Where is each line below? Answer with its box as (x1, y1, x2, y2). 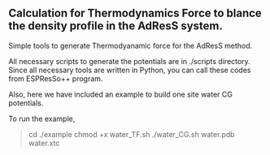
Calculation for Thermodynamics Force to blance (8, 6, 262, 20)
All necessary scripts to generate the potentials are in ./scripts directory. (8, 56, 250, 66)
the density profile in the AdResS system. (8, 19, 224, 33)
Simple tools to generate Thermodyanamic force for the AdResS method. (8, 41, 253, 50)
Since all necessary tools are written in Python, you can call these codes (8, 65, 251, 75)
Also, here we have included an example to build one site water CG (8, 89, 233, 99)
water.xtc (28, 138, 60, 148)
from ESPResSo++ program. (8, 73, 103, 84)
